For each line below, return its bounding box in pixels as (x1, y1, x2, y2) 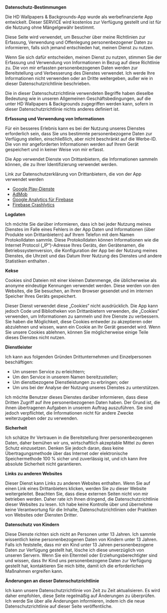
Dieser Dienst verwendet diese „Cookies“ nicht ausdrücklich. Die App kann (5, 303, 158, 309)
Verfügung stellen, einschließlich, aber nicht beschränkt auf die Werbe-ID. (5, 136, 157, 142)
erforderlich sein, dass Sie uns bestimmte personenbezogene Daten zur (5, 131, 153, 136)
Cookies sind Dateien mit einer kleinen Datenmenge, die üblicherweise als (5, 277, 157, 283)
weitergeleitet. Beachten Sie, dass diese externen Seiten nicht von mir (5, 491, 149, 497)
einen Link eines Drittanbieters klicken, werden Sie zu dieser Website (5, 486, 147, 491)
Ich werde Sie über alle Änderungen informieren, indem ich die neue (5, 598, 145, 604)
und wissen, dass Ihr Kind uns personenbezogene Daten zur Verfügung (5, 558, 152, 563)
